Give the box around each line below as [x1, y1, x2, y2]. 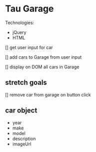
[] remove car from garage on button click [5, 91, 91, 98]
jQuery [12, 29, 26, 35]
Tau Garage [5, 3, 54, 15]
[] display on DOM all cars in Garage [5, 64, 80, 70]
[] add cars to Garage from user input [5, 54, 82, 60]
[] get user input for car [5, 44, 53, 50]
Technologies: [5, 20, 34, 26]
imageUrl [12, 141, 31, 147]
